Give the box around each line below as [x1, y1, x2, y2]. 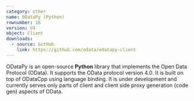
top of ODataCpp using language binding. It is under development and [6, 75, 177, 82]
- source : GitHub [11, 42, 54, 48]
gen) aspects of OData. [6, 87, 63, 95]
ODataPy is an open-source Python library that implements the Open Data [6, 63, 187, 70]
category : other [6, 8, 46, 15]
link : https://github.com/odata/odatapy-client [17, 47, 136, 53]
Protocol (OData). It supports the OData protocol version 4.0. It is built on [6, 69, 184, 76]
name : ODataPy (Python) [6, 14, 65, 20]
